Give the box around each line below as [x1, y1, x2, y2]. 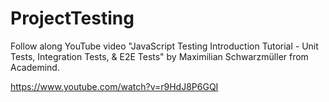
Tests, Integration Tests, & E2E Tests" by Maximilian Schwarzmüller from [10, 50, 309, 62]
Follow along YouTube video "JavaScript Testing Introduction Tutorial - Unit [10, 40, 319, 52]
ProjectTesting [10, 7, 135, 30]
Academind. [10, 61, 60, 73]
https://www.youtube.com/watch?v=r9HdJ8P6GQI [10, 80, 219, 92]
